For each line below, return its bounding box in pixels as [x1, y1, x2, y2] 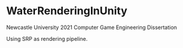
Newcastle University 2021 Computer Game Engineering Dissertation [6, 24, 178, 31]
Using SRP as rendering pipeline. [6, 35, 88, 42]
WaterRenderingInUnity [6, 4, 128, 18]
